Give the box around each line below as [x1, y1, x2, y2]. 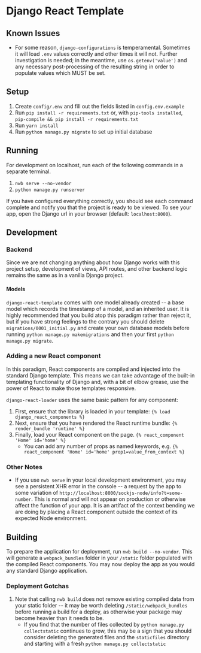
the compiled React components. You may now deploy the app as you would [6, 560, 195, 567]
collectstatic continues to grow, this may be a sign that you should [23, 627, 192, 634]
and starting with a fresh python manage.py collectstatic [23, 640, 166, 648]
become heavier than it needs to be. [14, 615, 105, 622]
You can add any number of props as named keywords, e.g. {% [23, 442, 178, 450]
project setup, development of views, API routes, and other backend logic [6, 265, 188, 273]
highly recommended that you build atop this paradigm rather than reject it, [6, 312, 191, 319]
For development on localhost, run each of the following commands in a [6, 161, 184, 168]
